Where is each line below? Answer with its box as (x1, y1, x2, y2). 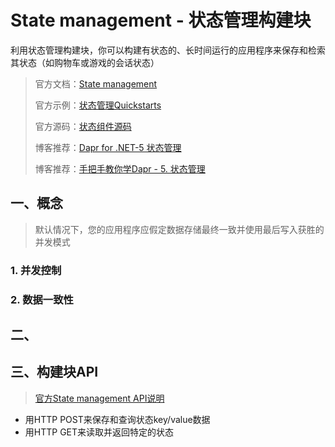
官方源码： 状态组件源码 (34, 120, 132, 132)
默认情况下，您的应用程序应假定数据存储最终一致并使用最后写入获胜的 (34, 223, 325, 235)
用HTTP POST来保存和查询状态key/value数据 (24, 413, 211, 425)
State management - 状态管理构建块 (10, 9, 312, 32)
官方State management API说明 (34, 392, 165, 404)
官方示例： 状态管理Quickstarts (34, 99, 162, 111)
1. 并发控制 (10, 263, 62, 277)
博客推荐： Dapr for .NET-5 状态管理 (34, 141, 182, 153)
